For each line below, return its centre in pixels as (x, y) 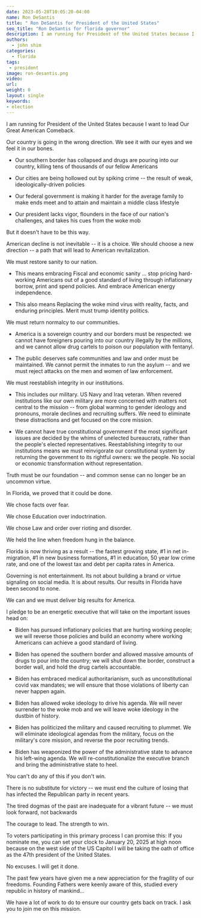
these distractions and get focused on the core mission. (84, 420)
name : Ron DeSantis (31, 17)
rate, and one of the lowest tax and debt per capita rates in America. (91, 564)
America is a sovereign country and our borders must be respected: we (103, 333)
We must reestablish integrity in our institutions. (65, 383)
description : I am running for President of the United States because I (100, 34)
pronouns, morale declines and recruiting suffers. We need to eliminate (103, 413)
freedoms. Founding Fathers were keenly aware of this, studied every (92, 884)
